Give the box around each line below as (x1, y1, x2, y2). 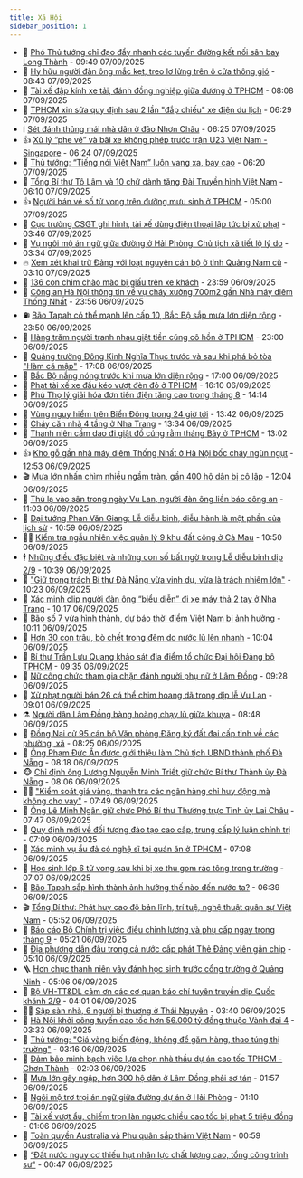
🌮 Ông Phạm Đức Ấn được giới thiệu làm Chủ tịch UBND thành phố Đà (22, 747, 283, 758)
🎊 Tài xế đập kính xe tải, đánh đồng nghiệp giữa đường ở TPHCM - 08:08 (22, 85, 294, 96)
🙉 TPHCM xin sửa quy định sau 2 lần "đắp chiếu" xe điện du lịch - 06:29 (22, 104, 292, 115)
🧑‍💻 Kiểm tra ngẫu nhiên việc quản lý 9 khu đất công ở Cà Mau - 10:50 (22, 531, 282, 543)
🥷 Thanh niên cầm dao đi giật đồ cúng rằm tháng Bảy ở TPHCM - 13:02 (22, 427, 288, 439)
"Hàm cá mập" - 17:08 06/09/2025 (22, 360, 152, 371)
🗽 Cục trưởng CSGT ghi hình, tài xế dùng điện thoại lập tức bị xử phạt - (22, 218, 287, 229)
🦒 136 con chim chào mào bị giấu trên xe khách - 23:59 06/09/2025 (22, 277, 276, 288)
